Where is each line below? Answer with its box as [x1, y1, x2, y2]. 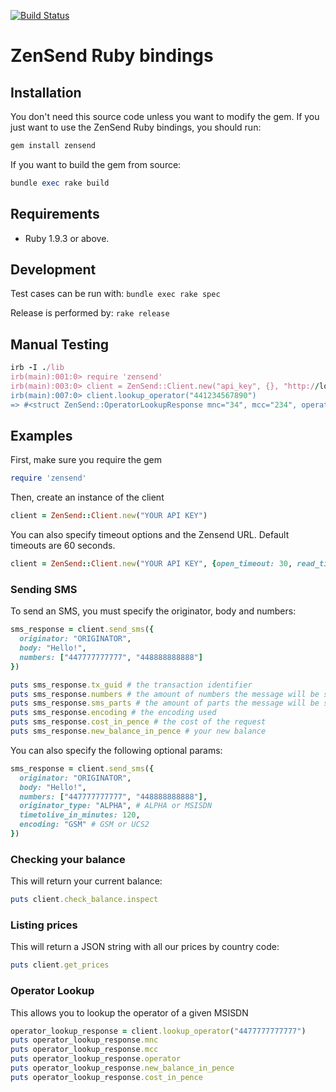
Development [10, 261, 97, 278]
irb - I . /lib [10, 363, 65, 373]
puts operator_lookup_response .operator [10, 1054, 182, 1064]
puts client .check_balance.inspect [10, 895, 159, 905]
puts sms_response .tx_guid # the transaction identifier [10, 680, 253, 690]
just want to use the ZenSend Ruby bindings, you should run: [10, 121, 262, 133]
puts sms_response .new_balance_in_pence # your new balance [10, 726, 267, 737]
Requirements [10, 206, 100, 223]
